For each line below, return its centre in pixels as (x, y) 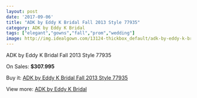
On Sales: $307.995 (30, 66)
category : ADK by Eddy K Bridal (45, 28)
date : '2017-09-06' (30, 17)
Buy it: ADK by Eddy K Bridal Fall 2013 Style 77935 (67, 78)
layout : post (22, 11)
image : (14, 38)
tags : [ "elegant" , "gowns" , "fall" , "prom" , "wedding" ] (70, 33)
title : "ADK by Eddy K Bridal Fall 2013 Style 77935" (73, 22)
